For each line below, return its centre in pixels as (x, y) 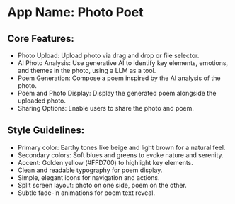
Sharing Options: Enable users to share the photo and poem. (106, 108)
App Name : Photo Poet (75, 12)
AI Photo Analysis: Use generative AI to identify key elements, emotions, (123, 63)
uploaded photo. (41, 101)
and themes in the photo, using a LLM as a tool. (87, 70)
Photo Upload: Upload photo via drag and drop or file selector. (108, 55)
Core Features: (41, 39)
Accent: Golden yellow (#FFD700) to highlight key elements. (105, 162)
